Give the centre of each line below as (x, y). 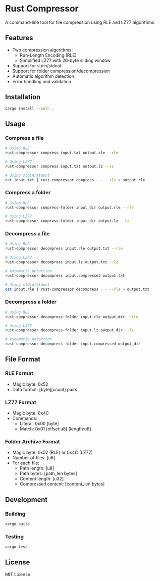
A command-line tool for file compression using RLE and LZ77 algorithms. (80, 22)
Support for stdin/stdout (37, 65)
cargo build (17, 524)
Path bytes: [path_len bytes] (49, 474)
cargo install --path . (30, 108)
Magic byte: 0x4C (30, 413)
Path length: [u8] (37, 468)
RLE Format (19, 373)
